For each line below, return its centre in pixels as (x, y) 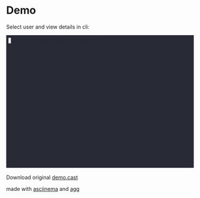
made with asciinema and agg (43, 189)
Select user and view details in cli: (48, 27)
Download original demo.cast (42, 177)
